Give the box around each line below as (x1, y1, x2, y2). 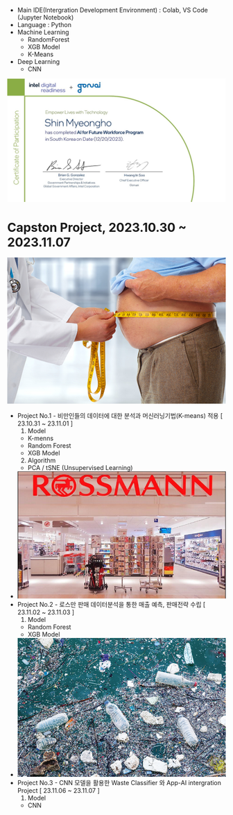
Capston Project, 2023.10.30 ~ (7, 219, 187, 235)
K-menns (27, 434, 54, 442)
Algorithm (27, 456, 56, 464)
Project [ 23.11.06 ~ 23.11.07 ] (17, 787, 100, 795)
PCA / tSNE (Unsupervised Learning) (27, 463, 133, 471)
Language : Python (17, 21, 71, 28)
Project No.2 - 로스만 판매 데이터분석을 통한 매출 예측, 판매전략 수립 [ (17, 600, 206, 608)
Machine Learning (17, 28, 69, 36)
